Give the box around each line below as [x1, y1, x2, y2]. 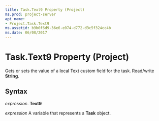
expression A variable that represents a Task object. [5, 110, 111, 116]
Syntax [5, 87, 28, 96]
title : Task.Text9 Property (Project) [5, 7, 85, 12]
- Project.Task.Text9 [5, 21, 50, 26]
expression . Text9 [5, 100, 42, 106]
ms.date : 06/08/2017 [5, 30, 48, 35]
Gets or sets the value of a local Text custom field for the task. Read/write [5, 68, 155, 74]
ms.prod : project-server [5, 12, 56, 17]
